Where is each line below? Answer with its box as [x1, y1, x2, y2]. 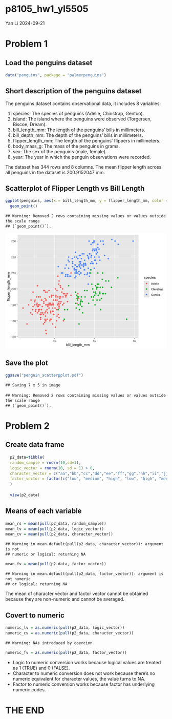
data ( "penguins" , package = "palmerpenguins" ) [5, 72, 106, 77]
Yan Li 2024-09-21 [5, 20, 45, 26]
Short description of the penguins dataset [5, 87, 142, 95]
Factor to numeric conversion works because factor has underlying [12, 681, 155, 687]
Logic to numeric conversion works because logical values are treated [12, 659, 161, 665]
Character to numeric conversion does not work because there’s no [12, 670, 155, 676]
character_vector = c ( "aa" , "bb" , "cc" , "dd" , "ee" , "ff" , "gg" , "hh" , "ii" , [10, 471, 162, 476]
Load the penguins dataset [5, 58, 93, 67]
